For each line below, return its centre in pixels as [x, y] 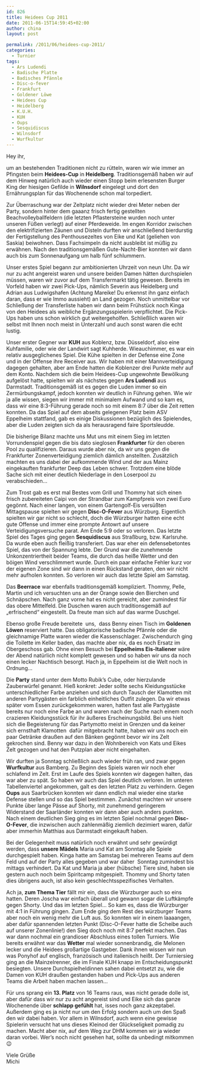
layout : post [22, 34]
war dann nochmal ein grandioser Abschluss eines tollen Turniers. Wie [93, 937]
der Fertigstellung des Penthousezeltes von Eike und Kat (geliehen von [93, 236]
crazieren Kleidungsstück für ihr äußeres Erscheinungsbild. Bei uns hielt [95, 717]
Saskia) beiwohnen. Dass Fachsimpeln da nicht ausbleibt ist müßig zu [92, 243]
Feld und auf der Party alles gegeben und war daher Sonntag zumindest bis [100, 861]
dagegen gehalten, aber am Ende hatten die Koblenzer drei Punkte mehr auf [100, 368]
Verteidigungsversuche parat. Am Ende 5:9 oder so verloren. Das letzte [94, 530]
